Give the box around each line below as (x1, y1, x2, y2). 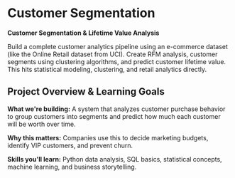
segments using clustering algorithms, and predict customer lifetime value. (7, 57, 226, 66)
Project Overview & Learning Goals (7, 85, 165, 98)
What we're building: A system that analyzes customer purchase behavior (7, 105, 226, 113)
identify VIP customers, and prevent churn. (7, 141, 133, 150)
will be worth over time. (7, 120, 76, 128)
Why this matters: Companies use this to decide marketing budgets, (7, 133, 209, 142)
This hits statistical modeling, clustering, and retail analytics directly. (7, 65, 207, 73)
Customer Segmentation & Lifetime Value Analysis (7, 28, 160, 37)
